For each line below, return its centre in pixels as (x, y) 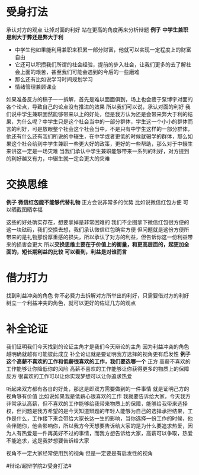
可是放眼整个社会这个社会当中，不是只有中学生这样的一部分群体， (112, 129)
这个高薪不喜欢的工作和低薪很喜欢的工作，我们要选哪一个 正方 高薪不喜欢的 (98, 361)
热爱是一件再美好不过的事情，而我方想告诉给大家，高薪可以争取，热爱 (107, 433)
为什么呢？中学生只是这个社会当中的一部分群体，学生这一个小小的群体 (102, 121)
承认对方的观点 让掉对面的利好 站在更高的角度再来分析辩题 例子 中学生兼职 (97, 30)
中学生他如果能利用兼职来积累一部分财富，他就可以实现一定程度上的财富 (103, 49)
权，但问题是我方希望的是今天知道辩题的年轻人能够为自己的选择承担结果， (97, 411)
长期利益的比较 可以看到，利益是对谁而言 (77, 252)
